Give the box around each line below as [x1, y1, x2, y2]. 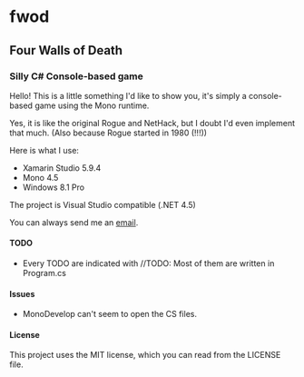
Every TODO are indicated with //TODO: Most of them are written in [22, 258, 275, 269]
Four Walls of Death [9, 43, 123, 58]
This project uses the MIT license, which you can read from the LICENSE [9, 350, 281, 361]
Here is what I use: [9, 144, 80, 155]
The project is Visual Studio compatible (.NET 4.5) [9, 199, 197, 210]
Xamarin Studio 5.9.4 [22, 162, 102, 174]
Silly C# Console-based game [9, 70, 143, 83]
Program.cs [22, 268, 66, 279]
